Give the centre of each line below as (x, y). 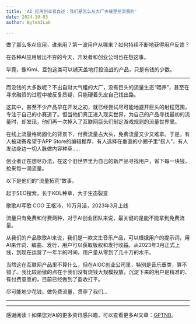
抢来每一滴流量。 (27, 168)
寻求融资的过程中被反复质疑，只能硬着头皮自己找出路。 (72, 95)
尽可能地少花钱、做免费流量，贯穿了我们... (57, 292)
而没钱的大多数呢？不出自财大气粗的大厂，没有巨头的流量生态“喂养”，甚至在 (98, 88)
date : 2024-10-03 (27, 17)
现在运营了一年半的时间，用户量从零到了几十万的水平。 (88, 252)
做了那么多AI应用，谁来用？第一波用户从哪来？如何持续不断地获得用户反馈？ (98, 45)
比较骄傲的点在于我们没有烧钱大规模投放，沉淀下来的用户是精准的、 (108, 272)
